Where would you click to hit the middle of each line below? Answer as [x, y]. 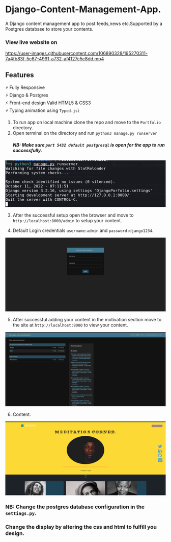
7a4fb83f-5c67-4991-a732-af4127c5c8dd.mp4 [55, 59]
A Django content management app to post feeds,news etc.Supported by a [84, 23]
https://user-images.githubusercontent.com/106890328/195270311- [77, 53]
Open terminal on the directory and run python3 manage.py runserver [85, 133]
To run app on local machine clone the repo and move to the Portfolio [87, 122]
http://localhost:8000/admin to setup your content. [67, 220]
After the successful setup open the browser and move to [73, 215]
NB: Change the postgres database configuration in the [75, 507]
